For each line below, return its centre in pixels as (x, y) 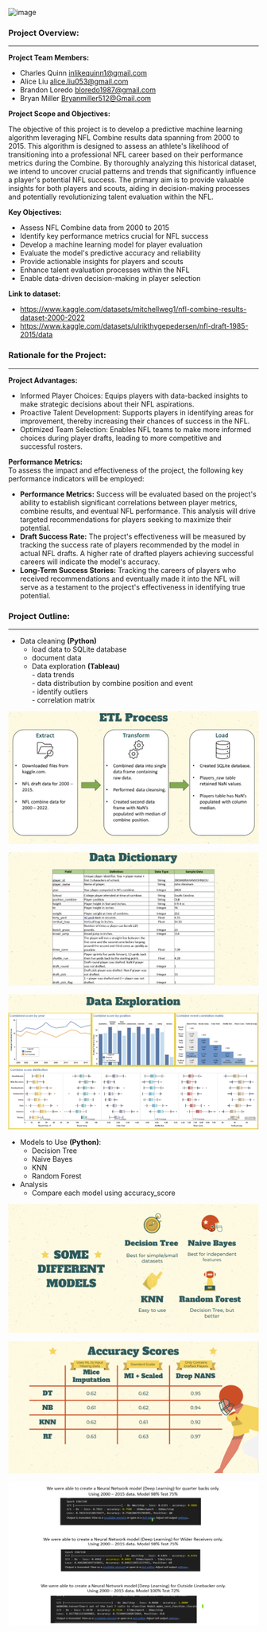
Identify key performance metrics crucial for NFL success (114, 236)
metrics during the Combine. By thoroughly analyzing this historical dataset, (132, 163)
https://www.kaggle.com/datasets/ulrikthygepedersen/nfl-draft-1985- (134, 326)
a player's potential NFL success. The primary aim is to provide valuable (126, 180)
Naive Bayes (52, 1159)
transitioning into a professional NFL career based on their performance (126, 154)
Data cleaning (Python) (58, 641)
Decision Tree (54, 1151)
